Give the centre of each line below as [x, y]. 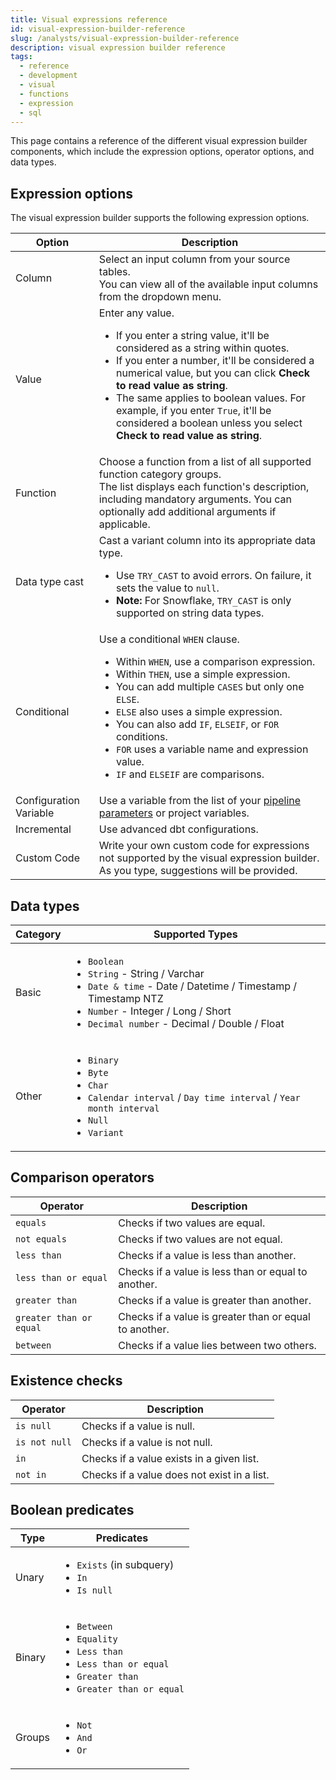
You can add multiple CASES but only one [210, 687]
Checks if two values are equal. [192, 1223]
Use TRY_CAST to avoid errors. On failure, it [214, 576]
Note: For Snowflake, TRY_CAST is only [204, 601]
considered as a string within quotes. [203, 348]
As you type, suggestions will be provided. [198, 871]
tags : [21, 57]
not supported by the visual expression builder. [209, 858]
